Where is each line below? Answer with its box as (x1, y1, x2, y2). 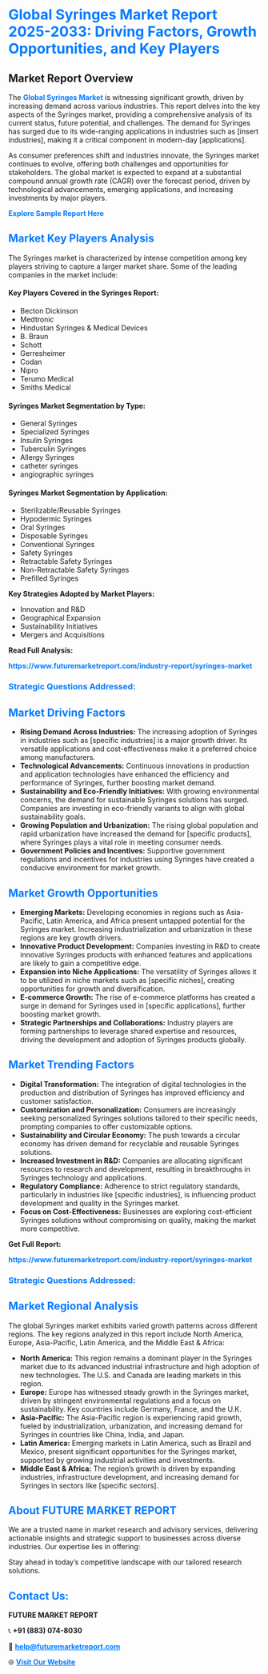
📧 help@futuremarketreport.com (8, 1642, 121, 1652)
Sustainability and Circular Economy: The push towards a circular (19, 1130, 241, 1140)
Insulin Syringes (19, 436, 74, 445)
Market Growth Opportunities (8, 886, 158, 900)
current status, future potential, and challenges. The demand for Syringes (8, 118, 250, 127)
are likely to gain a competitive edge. (19, 958, 142, 968)
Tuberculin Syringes (19, 444, 86, 453)
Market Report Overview (8, 71, 134, 85)
